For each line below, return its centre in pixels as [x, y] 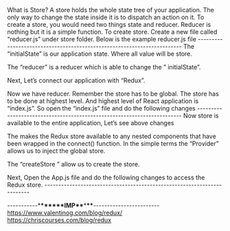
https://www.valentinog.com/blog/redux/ [65, 213]
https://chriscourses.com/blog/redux [59, 220]
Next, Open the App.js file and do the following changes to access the [106, 177]
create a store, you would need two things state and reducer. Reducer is [109, 24]
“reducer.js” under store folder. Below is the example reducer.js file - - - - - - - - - [115, 39]
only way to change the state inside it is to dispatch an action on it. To [106, 17]
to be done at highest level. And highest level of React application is [103, 101]
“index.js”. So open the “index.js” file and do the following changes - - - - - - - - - [115, 108]
